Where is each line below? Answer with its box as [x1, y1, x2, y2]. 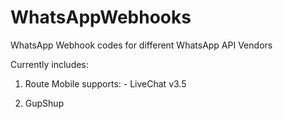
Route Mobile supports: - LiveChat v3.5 [24, 77, 187, 90]
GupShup [24, 97, 65, 109]
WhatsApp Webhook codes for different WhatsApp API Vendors [10, 39, 273, 51]
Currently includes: [10, 58, 89, 70]
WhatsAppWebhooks [10, 6, 192, 29]
